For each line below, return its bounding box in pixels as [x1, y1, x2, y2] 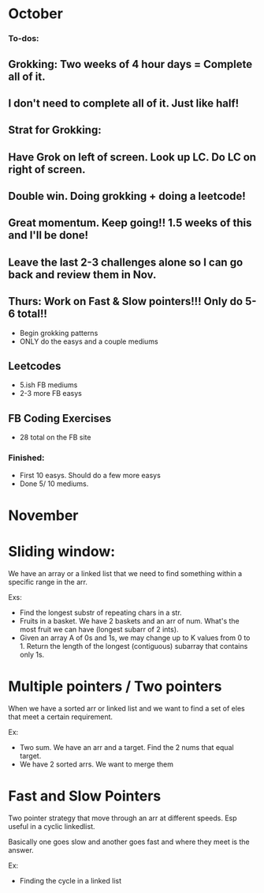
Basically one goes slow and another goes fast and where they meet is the [8, 837, 250, 846]
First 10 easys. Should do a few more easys [19, 470, 162, 480]
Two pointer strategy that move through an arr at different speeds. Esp [8, 813, 238, 823]
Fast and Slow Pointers [8, 787, 162, 804]
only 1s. [19, 650, 45, 659]
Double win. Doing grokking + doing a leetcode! [8, 190, 246, 203]
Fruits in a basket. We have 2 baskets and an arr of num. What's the [19, 616, 240, 625]
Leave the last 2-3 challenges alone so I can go [8, 255, 244, 269]
